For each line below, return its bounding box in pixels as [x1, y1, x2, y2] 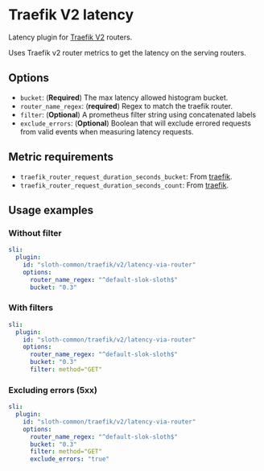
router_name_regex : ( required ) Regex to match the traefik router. [19, 101, 233, 110]
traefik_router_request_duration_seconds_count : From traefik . [19, 180, 229, 190]
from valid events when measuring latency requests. [19, 126, 195, 136]
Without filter [8, 227, 62, 238]
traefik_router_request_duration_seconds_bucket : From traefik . [19, 171, 233, 181]
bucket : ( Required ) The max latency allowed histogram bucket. [19, 93, 229, 102]
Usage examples [8, 203, 94, 217]
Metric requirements [8, 151, 114, 164]
